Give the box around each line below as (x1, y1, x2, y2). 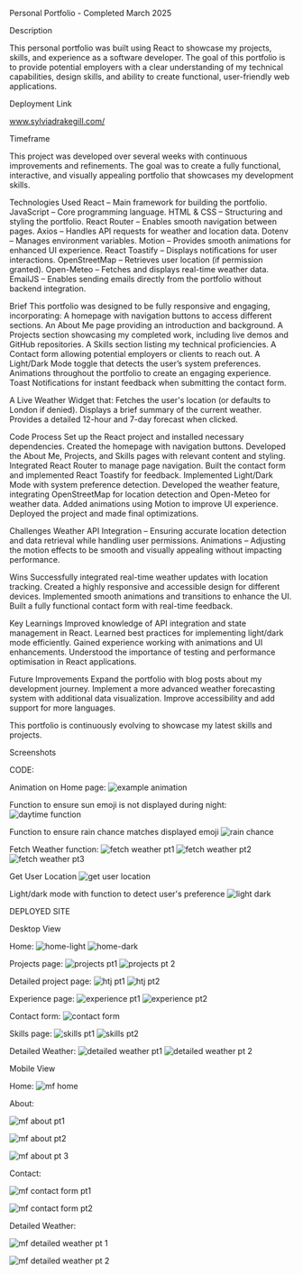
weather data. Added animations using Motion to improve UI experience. (9, 499, 279, 509)
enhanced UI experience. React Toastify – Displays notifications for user (9, 245, 278, 255)
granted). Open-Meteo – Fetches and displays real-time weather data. (9, 264, 269, 274)
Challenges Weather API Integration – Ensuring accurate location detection (9, 526, 287, 536)
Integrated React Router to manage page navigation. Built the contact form (9, 460, 286, 471)
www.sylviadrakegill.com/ (9, 116, 106, 126)
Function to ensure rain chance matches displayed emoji (9, 827, 219, 837)
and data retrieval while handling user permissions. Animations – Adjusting (9, 536, 286, 546)
